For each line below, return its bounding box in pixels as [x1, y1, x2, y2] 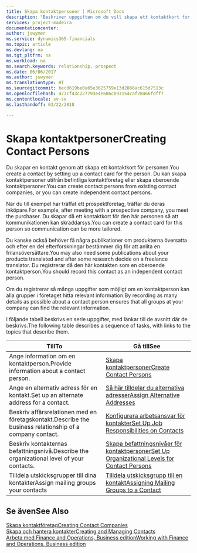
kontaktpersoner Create [105, 363, 170, 371]
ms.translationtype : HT [6, 80, 64, 86]
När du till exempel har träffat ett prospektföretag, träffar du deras [6, 201, 165, 208]
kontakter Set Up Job [105, 419, 163, 427]
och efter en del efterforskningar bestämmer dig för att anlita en [6, 243, 160, 250]
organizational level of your [9, 454, 84, 462]
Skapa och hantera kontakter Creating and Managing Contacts [6, 528, 156, 535]
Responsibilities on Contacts [105, 427, 184, 435]
